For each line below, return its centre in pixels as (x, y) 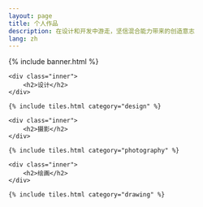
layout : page (30, 16)
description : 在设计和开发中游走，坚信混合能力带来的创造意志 (101, 31)
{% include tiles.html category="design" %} (85, 106)
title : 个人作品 (33, 24)
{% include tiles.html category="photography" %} (94, 151)
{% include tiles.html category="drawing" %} (86, 195)
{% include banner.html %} (54, 62)
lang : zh (23, 39)
